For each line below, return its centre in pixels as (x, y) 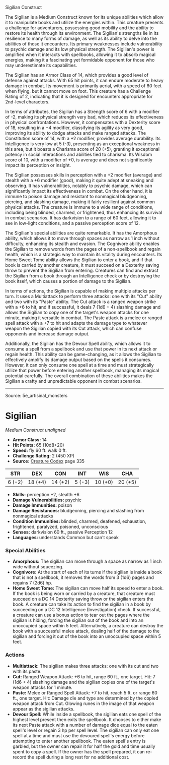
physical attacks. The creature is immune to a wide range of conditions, (79, 207)
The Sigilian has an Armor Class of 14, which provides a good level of (77, 75)
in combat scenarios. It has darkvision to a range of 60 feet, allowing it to (81, 218)
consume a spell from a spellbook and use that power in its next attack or (81, 349)
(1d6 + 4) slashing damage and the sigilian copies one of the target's (83, 682)
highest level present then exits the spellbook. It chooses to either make (87, 719)
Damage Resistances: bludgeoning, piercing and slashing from (78, 510)
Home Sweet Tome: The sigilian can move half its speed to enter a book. (88, 588)
